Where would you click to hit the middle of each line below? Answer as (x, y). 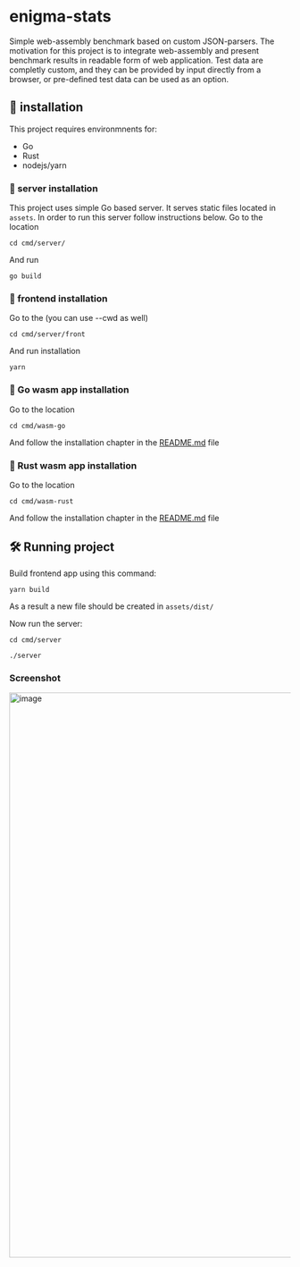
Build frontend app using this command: (83, 573)
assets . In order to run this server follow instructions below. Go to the (136, 217)
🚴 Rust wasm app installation (73, 465)
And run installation (45, 351)
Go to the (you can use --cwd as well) (79, 318)
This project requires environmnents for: (83, 129)
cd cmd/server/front (48, 334)
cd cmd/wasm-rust (42, 501)
